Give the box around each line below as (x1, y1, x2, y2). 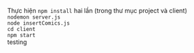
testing (7, 38, 27, 46)
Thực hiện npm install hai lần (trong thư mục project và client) (7, 7, 188, 14)
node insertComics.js (7, 20, 70, 27)
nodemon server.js (7, 14, 61, 21)
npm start (7, 32, 36, 39)
